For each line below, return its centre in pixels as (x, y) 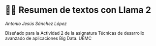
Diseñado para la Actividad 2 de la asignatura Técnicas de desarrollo (75, 33)
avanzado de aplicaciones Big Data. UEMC (48, 38)
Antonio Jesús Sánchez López (36, 23)
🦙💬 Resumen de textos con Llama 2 (78, 10)
